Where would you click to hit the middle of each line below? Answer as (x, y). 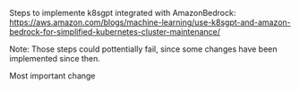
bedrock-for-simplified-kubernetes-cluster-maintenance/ (115, 32)
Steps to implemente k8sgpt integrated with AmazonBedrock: (123, 13)
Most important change (52, 76)
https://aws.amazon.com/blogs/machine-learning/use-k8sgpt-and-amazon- (150, 22)
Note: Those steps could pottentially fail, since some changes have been (143, 49)
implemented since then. (55, 58)
